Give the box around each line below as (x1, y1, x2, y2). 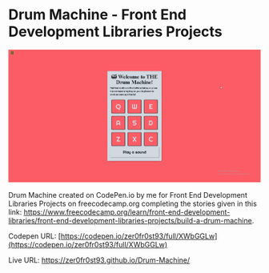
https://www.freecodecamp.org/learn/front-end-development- (23, 207, 231, 217)
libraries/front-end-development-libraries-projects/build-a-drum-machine (8, 215, 252, 225)
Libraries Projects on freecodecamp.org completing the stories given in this (8, 199, 258, 208)
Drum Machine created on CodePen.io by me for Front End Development (8, 190, 248, 199)
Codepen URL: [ (8, 231, 62, 241)
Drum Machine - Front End (8, 6, 187, 24)
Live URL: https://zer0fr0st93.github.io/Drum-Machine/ (8, 255, 191, 265)
